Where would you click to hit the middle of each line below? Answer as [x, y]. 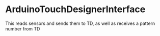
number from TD [23, 28]
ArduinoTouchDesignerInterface [75, 9]
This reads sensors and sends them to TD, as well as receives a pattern [80, 23]
